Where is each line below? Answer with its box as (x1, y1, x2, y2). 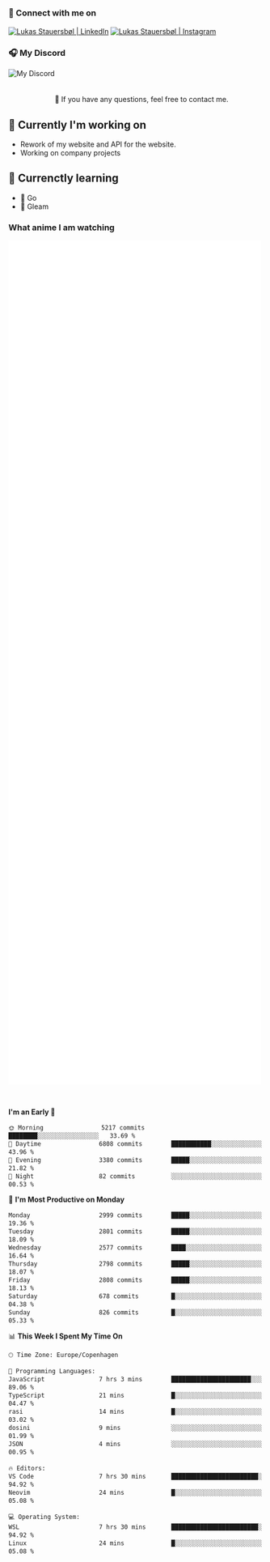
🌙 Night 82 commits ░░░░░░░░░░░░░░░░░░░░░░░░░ (8, 1172, 263, 1181)
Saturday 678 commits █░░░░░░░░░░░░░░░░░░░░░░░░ (8, 1292, 263, 1300)
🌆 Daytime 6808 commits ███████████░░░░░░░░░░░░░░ (8, 1139, 263, 1148)
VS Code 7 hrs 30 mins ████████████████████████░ (8, 1472, 263, 1480)
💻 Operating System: (8, 1513, 81, 1521)
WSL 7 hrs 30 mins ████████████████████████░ (8, 1522, 263, 1531)
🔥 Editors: (8, 1464, 46, 1472)
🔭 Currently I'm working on (8, 117, 147, 132)
